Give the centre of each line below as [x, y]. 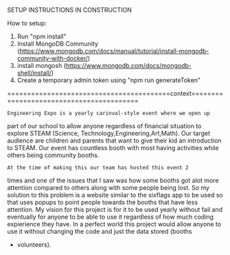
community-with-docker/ [52, 58]
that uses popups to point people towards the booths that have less [102, 202]
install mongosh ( [42, 65]
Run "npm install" [42, 36]
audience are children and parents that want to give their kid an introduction [114, 141]
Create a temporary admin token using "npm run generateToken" [109, 80]
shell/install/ [34, 73]
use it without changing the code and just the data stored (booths [100, 231]
